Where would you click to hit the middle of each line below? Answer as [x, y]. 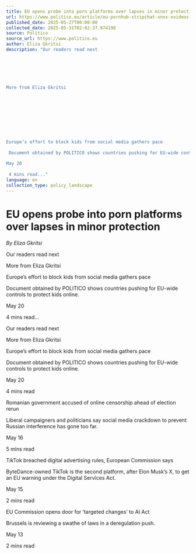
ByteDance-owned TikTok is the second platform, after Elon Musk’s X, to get [98, 472]
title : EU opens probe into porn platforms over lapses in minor [87, 11]
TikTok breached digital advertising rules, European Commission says [90, 460]
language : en [22, 180]
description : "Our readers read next [52, 50]
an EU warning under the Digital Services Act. [61, 477]
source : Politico [27, 33]
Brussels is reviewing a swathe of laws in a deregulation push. [81, 523]
